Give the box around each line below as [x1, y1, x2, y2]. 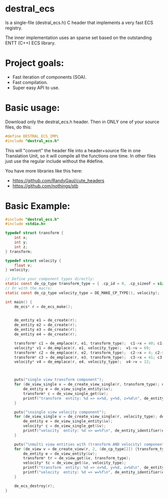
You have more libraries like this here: [5, 168, 82, 174]
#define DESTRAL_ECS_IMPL [5, 134, 59, 139]
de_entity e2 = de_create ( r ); [14, 322, 77, 328]
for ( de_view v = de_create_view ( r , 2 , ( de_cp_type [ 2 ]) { [14, 446, 137, 451]
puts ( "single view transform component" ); [14, 377, 104, 382]
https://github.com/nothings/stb [12, 183, 78, 189]
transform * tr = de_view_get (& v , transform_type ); [23, 456, 131, 461]
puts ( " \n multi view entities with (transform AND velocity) [14, 441, 142, 447]
